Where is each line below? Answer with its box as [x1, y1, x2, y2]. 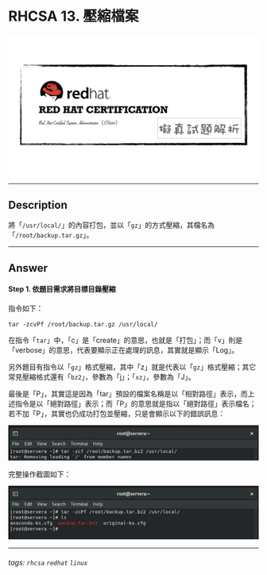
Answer [8, 261, 48, 275]
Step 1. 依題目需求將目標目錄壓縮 [8, 284, 117, 294]
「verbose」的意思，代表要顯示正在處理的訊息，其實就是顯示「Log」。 [8, 345, 239, 354]
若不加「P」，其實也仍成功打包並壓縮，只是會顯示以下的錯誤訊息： [8, 408, 225, 418]
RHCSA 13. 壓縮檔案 [8, 7, 139, 25]
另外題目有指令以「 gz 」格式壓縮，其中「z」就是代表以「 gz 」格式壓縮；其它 [8, 362, 257, 372]
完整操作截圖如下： [8, 469, 72, 479]
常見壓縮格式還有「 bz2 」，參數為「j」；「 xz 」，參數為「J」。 [8, 372, 196, 381]
